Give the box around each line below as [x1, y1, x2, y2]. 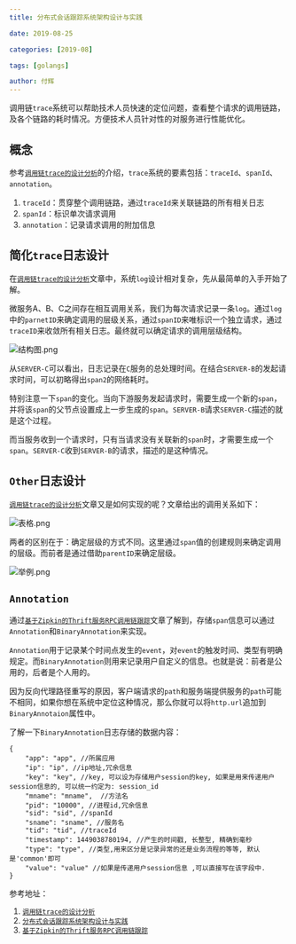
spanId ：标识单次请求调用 [21, 208, 117, 218]
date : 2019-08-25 [9, 28, 74, 38]
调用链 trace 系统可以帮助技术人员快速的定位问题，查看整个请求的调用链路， [9, 103, 285, 114]
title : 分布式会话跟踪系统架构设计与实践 [9, 12, 144, 22]
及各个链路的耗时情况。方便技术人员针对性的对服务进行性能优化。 [9, 114, 250, 124]
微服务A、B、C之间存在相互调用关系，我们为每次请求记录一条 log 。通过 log [9, 303, 283, 313]
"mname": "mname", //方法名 [25, 791, 129, 801]
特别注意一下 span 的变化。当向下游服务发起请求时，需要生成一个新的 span [9, 392, 275, 404]
